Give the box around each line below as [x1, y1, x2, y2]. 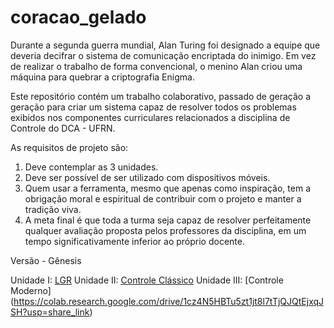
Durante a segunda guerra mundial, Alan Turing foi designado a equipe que [10, 39, 321, 51]
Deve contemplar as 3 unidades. [24, 161, 159, 173]
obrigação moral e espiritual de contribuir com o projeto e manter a [24, 192, 302, 205]
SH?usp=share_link [10, 306, 90, 318]
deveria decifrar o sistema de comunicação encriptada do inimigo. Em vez [10, 49, 317, 61]
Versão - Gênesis [10, 254, 82, 266]
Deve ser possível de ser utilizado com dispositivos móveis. [24, 171, 271, 183]
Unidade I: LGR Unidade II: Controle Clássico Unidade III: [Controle [10, 274, 284, 286]
